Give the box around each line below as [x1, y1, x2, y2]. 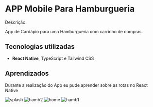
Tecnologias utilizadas [5, 42, 75, 51]
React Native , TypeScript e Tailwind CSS [12, 55, 94, 61]
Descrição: [5, 19, 27, 25]
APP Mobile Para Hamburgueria [5, 3, 135, 14]
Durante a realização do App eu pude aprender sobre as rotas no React [5, 82, 148, 88]
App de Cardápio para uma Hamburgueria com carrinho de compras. [5, 28, 143, 34]
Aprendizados [5, 69, 49, 78]
